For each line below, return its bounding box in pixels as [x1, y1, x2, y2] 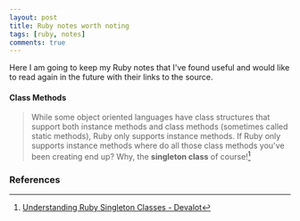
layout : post [9, 12, 58, 22]
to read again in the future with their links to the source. [9, 72, 213, 83]
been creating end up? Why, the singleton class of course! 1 [30, 150, 252, 162]
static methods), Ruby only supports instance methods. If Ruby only [30, 131, 281, 142]
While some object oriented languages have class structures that [30, 112, 271, 123]
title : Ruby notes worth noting [9, 21, 129, 30]
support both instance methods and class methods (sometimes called [30, 121, 288, 132]
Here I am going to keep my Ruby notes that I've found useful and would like [9, 62, 290, 73]
